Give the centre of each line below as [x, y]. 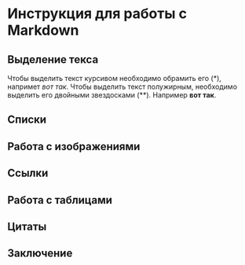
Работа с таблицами [60, 200]
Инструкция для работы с [97, 14]
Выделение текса [53, 59]
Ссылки [28, 173]
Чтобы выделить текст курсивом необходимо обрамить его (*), [114, 78]
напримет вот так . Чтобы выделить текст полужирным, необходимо [122, 86]
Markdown [43, 30]
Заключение [40, 254]
